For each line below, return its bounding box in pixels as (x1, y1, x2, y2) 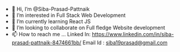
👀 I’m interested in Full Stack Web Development (11, 12, 126, 19)
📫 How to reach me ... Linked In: (11, 31, 91, 37)
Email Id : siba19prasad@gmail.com (82, 39, 168, 46)
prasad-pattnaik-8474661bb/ (11, 39, 82, 46)
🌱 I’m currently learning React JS (11, 18, 91, 25)
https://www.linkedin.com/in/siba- (91, 31, 174, 37)
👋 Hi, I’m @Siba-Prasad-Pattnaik (11, 6, 90, 12)
